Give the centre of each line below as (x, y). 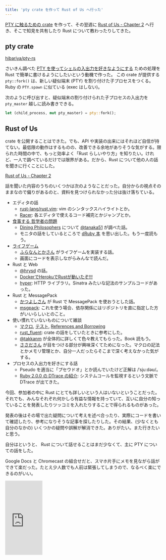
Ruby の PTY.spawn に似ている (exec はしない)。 (54, 87)
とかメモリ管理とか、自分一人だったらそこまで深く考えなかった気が (89, 351)
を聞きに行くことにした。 (31, 166)
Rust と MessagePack (35, 295)
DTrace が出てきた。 (41, 382)
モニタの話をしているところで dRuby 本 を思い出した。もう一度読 (86, 233)
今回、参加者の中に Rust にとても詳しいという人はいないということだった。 (83, 393)
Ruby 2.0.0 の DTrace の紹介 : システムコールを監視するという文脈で (89, 376)
